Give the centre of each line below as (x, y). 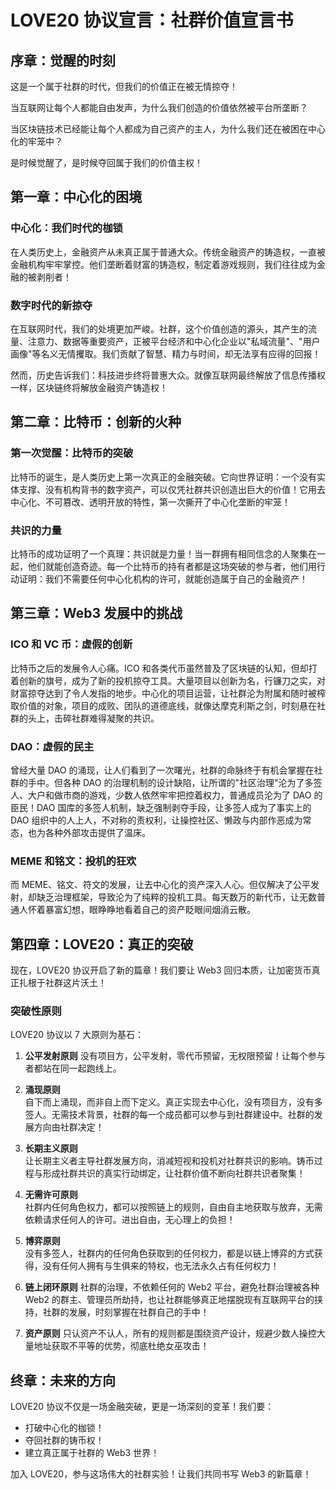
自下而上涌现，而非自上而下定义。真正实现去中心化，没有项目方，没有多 (173, 1102)
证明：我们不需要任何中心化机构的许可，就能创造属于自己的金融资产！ (163, 578)
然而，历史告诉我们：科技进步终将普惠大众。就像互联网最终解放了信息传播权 (168, 375)
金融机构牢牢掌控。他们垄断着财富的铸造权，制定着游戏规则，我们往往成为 (163, 264)
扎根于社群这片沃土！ (62, 983)
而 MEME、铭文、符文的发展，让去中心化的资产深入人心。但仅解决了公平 (161, 885)
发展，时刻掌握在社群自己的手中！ (139, 1312)
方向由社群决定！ (69, 1127)
